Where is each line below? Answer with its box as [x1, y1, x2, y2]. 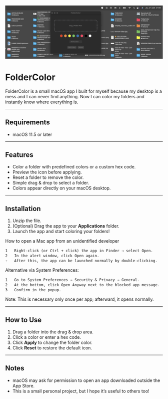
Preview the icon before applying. [12, 169, 82, 175]
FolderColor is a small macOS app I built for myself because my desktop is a [5, 88, 162, 94]
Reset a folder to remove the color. [12, 174, 84, 180]
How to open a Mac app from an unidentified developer [5, 238, 119, 244]
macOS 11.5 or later [12, 131, 52, 137]
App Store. [12, 382, 35, 388]
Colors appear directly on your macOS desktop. [12, 185, 111, 191]
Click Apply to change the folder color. [12, 339, 92, 345]
